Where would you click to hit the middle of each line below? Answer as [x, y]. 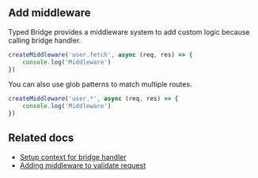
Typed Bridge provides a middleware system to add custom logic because [129, 32]
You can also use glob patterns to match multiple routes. [100, 84]
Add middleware [49, 13]
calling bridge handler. [45, 40]
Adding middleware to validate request [83, 165]
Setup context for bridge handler [73, 157]
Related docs [41, 138]
